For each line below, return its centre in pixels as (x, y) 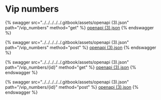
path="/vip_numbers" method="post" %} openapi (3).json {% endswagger (81, 47)
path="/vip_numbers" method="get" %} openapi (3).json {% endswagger (80, 27)
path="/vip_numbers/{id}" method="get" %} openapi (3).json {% (71, 67)
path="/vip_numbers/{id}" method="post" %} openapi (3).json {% (72, 87)
